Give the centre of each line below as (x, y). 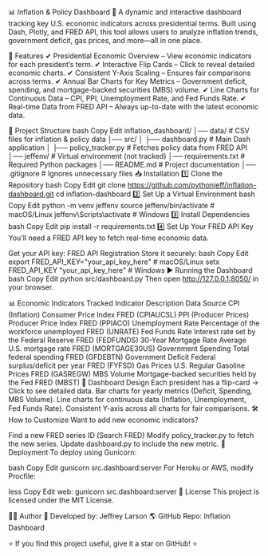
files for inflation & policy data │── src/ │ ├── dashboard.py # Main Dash (130, 139)
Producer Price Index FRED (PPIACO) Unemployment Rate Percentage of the (134, 323)
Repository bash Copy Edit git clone (67, 185)
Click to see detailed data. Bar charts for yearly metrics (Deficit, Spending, (130, 391)
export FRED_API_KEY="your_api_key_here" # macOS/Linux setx (114, 262)
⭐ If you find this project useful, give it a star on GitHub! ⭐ (103, 543)
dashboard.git (31, 194)
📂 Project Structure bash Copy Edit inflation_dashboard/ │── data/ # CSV (129, 130)
